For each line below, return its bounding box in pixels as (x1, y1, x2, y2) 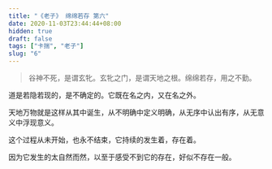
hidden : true (8, 27, 53, 35)
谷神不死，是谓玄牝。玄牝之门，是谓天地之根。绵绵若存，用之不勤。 (28, 73, 257, 82)
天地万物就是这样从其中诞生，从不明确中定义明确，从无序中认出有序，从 (8, 107, 250, 117)
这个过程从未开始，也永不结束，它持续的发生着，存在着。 (8, 135, 201, 145)
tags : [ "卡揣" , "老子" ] (8, 42, 84, 50)
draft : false (8, 34, 53, 43)
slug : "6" (8, 50, 42, 58)
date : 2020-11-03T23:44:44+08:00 (8, 19, 122, 28)
